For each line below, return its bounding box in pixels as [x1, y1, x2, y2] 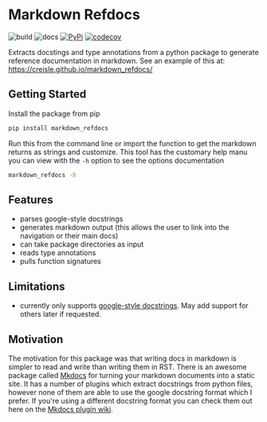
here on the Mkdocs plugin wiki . [8, 404, 113, 414]
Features [8, 193, 53, 207]
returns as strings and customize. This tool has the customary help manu [8, 147, 248, 156]
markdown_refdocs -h [8, 171, 77, 179]
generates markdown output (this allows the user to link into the [19, 223, 230, 232]
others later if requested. [19, 310, 102, 319]
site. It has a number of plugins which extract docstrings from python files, [8, 379, 253, 388]
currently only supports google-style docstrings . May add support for [19, 301, 249, 310]
